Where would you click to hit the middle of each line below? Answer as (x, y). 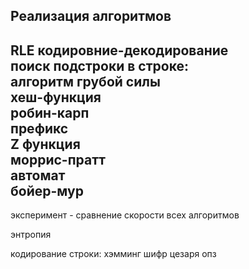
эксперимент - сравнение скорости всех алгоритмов (125, 215)
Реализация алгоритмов (91, 16)
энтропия (31, 235)
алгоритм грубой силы (85, 81)
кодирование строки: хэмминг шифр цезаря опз (113, 254)
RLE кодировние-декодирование (119, 50)
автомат (38, 175)
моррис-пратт (58, 159)
